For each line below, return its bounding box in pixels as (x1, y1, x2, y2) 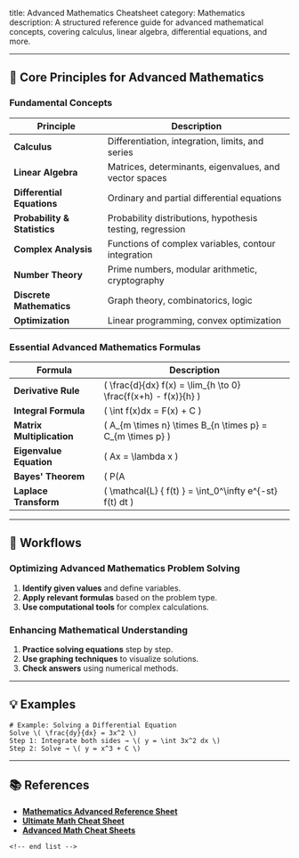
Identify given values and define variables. (21, 583, 182, 593)
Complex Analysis (13, 242, 93, 255)
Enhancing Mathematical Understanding (9, 624, 189, 636)
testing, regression (107, 223, 186, 235)
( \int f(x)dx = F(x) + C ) (103, 404, 202, 417)
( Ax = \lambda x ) (103, 450, 179, 462)
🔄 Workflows (9, 535, 82, 551)
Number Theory (13, 268, 83, 281)
